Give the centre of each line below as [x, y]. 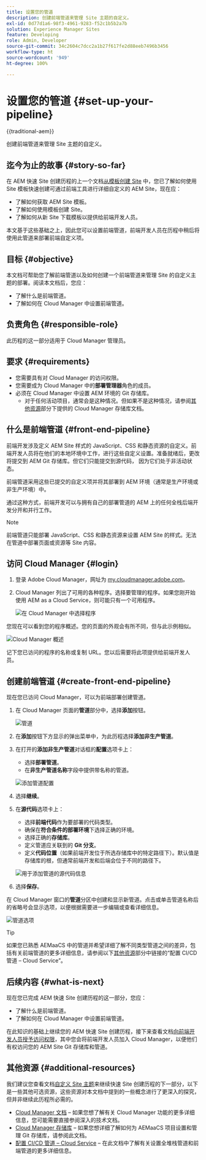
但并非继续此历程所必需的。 [41, 1099]
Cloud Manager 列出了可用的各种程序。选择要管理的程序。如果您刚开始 [105, 593]
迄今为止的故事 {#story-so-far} [66, 165]
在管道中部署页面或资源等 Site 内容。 [53, 542]
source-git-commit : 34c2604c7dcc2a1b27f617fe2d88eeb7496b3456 [87, 47]
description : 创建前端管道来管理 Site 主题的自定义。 [69, 18]
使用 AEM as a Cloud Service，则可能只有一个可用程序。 [87, 600]
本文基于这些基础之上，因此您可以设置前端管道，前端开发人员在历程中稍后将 [103, 230]
